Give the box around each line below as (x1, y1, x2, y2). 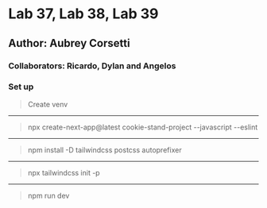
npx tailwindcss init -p (27, 168, 101, 177)
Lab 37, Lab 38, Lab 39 (8, 5, 159, 23)
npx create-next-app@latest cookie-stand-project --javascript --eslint (27, 122, 258, 132)
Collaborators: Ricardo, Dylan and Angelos (8, 60, 176, 71)
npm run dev (27, 191, 70, 200)
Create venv (27, 99, 68, 109)
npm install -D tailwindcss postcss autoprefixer (27, 144, 182, 155)
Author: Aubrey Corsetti (8, 37, 130, 50)
